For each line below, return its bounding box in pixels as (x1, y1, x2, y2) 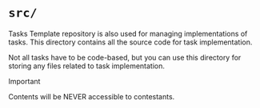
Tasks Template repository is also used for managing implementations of (8, 29, 248, 38)
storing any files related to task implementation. (8, 61, 166, 71)
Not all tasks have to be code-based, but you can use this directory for (8, 52, 242, 62)
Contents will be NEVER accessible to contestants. (8, 91, 175, 101)
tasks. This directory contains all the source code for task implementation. (8, 37, 253, 47)
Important (8, 76, 41, 86)
